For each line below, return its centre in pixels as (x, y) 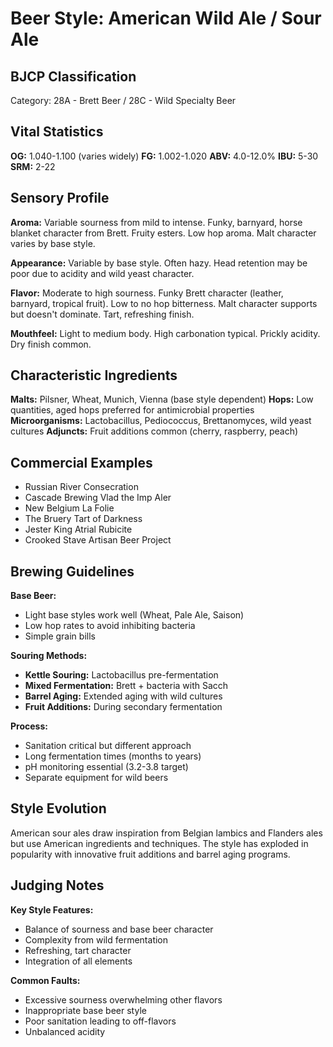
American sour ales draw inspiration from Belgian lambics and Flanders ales (166, 833)
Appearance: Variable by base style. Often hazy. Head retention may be (159, 263)
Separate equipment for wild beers (96, 778)
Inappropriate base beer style (85, 1010)
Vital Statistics (57, 132)
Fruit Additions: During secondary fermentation (123, 707)
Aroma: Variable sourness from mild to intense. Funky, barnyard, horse (156, 222)
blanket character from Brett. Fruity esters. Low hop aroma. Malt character (163, 233)
